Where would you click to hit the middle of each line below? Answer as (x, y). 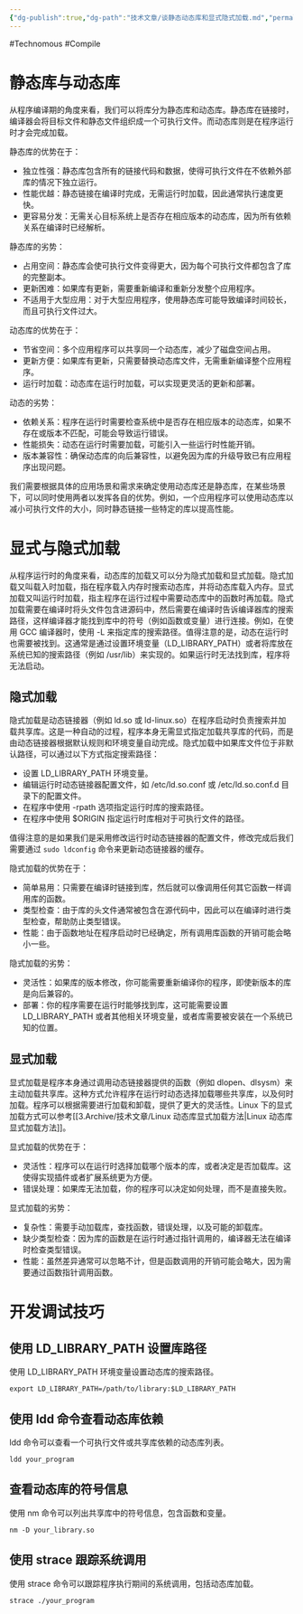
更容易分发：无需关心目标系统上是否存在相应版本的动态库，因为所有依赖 (156, 216)
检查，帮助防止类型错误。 (78, 921)
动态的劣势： (33, 402)
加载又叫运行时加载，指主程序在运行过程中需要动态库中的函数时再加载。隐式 (151, 598)
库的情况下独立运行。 (62, 182)
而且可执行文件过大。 (62, 311)
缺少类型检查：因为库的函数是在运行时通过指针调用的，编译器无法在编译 (156, 1239)
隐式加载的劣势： (41, 963)
